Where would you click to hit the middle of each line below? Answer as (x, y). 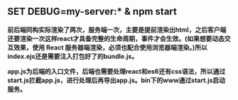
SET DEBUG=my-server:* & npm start (92, 12)
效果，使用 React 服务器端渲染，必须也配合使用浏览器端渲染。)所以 (110, 47)
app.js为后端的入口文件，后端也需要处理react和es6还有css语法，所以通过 (117, 71)
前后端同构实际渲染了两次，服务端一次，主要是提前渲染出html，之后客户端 (117, 29)
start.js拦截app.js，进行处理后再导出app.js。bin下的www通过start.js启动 (117, 80)
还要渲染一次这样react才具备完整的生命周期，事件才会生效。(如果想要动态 (116, 38)
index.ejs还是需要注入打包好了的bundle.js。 (73, 56)
